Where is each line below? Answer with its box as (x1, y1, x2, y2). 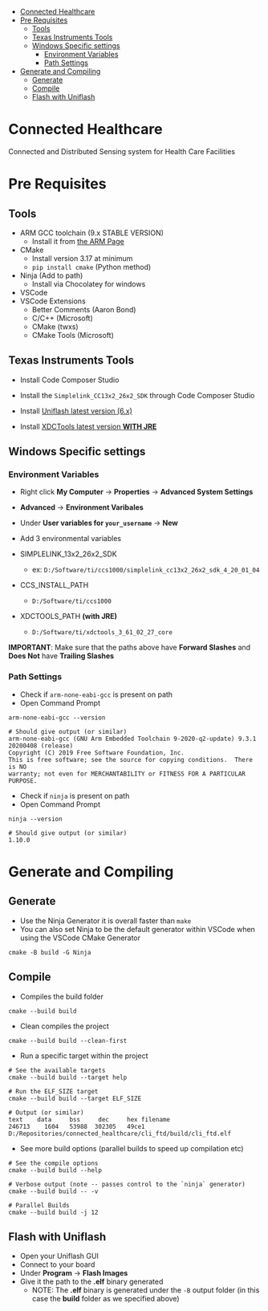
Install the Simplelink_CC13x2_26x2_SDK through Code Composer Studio (19, 390, 255, 400)
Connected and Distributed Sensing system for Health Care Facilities (8, 146, 235, 156)
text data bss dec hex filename (8, 1115, 171, 1123)
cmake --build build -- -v (8, 1187, 99, 1195)
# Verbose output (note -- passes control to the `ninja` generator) (8, 1180, 246, 1188)
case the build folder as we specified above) (31, 1294, 180, 1304)
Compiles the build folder (19, 991, 104, 1001)
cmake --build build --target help (8, 1073, 128, 1081)
